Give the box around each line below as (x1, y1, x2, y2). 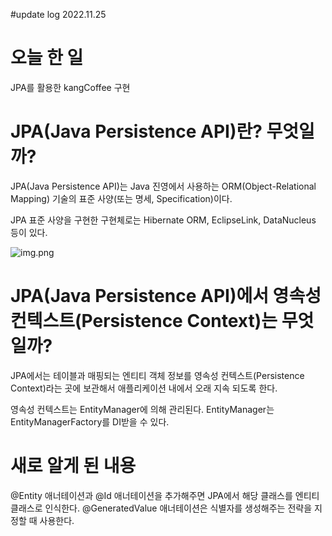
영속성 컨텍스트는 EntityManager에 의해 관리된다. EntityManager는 (10, 403, 275, 415)
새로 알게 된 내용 (10, 455, 137, 477)
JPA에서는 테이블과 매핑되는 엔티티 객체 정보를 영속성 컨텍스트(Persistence (10, 369, 305, 381)
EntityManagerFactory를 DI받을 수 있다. (10, 415, 170, 428)
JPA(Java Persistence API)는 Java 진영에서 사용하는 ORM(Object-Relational (10, 180, 317, 192)
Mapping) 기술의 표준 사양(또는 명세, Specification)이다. (10, 192, 233, 204)
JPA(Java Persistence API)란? (10, 120, 263, 143)
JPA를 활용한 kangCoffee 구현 (10, 81, 131, 93)
